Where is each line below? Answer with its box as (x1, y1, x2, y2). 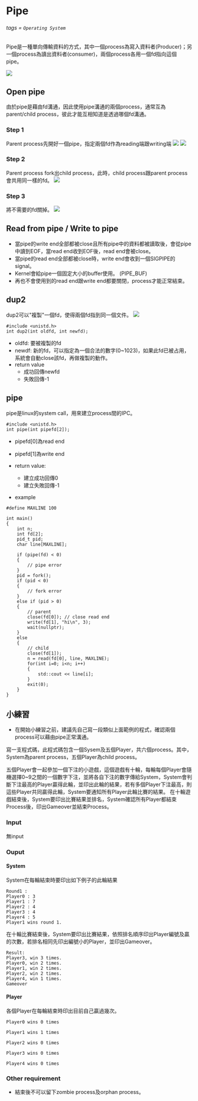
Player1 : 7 (6, 898, 35, 905)
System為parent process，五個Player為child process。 (6, 754, 141, 761)
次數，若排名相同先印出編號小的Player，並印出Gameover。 (11, 938, 155, 945)
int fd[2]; (17, 531, 44, 537)
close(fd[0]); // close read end (27, 614, 110, 620)
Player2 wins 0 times (6, 1039, 60, 1046)
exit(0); (27, 681, 49, 687)
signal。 (14, 262, 35, 269)
